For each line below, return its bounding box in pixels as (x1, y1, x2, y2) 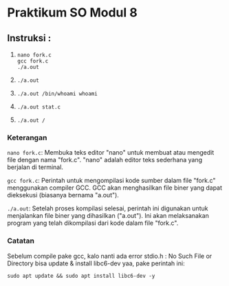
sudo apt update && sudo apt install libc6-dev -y (7, 272, 155, 279)
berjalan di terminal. (7, 163, 64, 171)
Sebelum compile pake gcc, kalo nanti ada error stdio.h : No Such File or (7, 252, 212, 260)
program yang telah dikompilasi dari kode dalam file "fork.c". (7, 219, 179, 228)
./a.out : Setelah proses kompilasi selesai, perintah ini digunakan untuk (7, 204, 208, 212)
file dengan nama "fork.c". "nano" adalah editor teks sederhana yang (7, 156, 203, 164)
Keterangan (7, 133, 47, 142)
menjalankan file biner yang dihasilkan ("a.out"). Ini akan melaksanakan (7, 212, 210, 220)
